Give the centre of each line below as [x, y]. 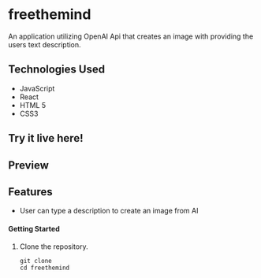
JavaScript [37, 88]
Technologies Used [56, 70]
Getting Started [34, 228]
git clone [36, 261]
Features [30, 192]
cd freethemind [45, 268]
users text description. [45, 44]
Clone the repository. [54, 246]
